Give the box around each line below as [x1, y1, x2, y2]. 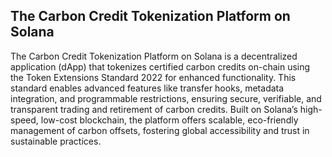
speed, [10, 114, 39, 126]
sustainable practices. [10, 135, 102, 147]
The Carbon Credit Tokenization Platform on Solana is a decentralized [10, 50, 298, 62]
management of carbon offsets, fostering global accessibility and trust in [10, 124, 310, 136]
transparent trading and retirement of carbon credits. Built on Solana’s [10, 103, 298, 115]
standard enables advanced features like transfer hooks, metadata [10, 82, 285, 94]
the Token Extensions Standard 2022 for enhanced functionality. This [10, 71, 297, 83]
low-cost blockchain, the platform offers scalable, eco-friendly [40, 114, 299, 126]
